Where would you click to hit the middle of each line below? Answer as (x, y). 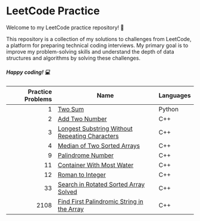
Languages (175, 95)
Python (168, 109)
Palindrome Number (86, 155)
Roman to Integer (82, 175)
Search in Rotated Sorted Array (101, 184)
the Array (71, 208)
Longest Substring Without (95, 128)
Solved (67, 192)
